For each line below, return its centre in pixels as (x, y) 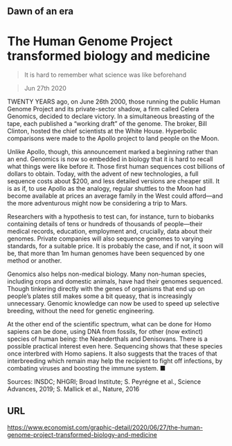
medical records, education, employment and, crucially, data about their (110, 232)
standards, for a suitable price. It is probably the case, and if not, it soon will (115, 246)
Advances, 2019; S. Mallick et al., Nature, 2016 (73, 389)
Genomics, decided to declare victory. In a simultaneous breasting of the (111, 116)
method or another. (35, 261)
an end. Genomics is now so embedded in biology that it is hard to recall (110, 159)
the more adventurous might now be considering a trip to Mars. (98, 203)
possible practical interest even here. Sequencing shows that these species (115, 346)
